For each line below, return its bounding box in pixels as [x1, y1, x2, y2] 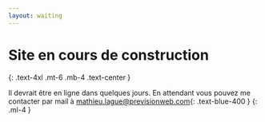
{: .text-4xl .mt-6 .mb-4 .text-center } [8, 73, 131, 82]
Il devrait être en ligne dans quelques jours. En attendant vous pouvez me [8, 88, 251, 97]
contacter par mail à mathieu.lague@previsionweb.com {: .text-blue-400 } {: [8, 96, 258, 106]
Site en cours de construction [8, 45, 210, 64]
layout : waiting [8, 11, 62, 20]
